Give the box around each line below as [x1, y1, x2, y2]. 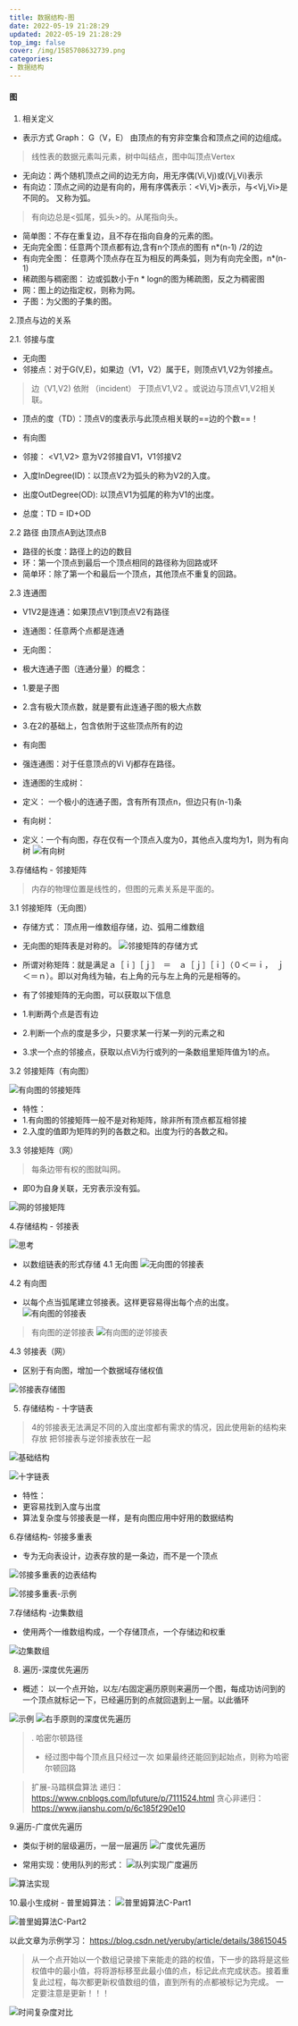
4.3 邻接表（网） [9, 1346, 70, 1357]
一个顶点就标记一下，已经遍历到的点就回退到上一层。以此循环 [21, 1694, 250, 1705]
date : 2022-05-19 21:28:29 [9, 21, 110, 30]
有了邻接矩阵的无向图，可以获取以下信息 [21, 989, 171, 1001]
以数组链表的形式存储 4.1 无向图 [21, 1259, 138, 1270]
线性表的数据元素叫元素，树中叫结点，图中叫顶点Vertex [30, 151, 236, 162]
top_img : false [9, 38, 66, 47]
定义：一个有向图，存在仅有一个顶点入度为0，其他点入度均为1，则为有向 [21, 835, 289, 845]
